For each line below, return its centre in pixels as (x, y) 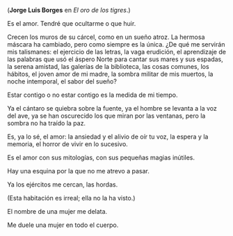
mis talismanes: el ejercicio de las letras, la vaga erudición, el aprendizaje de (116, 52)
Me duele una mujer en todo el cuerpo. (63, 225)
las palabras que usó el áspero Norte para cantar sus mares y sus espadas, (115, 59)
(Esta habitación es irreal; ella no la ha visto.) (71, 198)
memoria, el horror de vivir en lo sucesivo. (68, 144)
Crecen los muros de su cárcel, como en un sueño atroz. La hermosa (106, 37)
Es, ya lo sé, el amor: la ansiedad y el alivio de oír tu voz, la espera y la (108, 136)
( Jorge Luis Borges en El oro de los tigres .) (69, 10)
